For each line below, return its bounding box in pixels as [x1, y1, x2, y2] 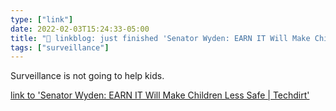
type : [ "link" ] [10, 14, 74, 25]
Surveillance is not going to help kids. [10, 70, 165, 82]
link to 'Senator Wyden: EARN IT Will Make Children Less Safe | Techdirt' [10, 89, 310, 101]
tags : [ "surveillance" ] [10, 42, 110, 53]
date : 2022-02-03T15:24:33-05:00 [10, 24, 150, 34]
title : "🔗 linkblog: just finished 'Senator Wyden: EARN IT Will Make [10, 33, 311, 43]
